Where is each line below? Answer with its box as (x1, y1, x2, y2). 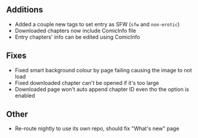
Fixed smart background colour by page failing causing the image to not (14, 66, 192, 73)
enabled (14, 92, 35, 99)
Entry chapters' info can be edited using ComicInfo (14, 33, 140, 41)
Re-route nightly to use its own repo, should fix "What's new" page (14, 125, 180, 132)
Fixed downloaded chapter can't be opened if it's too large (14, 79, 159, 86)
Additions (6, 5, 44, 15)
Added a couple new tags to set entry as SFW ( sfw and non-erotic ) (14, 20, 180, 27)
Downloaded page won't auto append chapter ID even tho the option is (14, 85, 190, 93)
